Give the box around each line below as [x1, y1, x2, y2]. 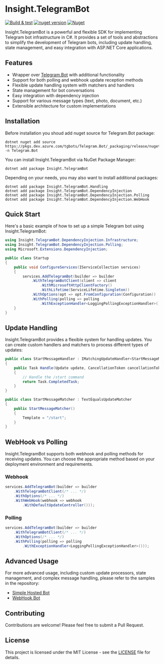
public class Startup [5, 256, 49, 260]
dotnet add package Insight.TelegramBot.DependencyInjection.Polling [5, 193, 150, 197]
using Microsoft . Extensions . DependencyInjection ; [5, 247, 108, 252]
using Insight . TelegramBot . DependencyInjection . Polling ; [5, 242, 123, 247]
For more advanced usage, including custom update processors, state [5, 570, 146, 576]
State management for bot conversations [12, 87, 95, 93]
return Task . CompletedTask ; [22, 379, 80, 384]
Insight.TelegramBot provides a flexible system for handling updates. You [5, 337, 152, 343]
